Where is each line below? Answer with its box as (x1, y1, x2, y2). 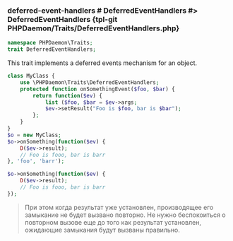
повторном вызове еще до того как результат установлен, (24, 218, 201, 226)
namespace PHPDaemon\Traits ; (7, 40, 93, 47)
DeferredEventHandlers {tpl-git (7, 14, 118, 24)
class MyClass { (7, 73, 55, 80)
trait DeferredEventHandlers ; (7, 46, 97, 53)
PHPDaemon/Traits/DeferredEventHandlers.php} (7, 23, 180, 33)
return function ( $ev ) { (32, 92, 102, 99)
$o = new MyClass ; (7, 131, 61, 139)
